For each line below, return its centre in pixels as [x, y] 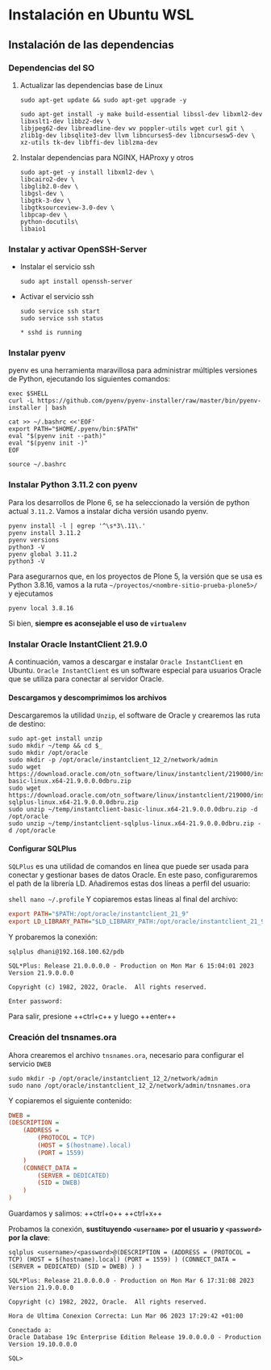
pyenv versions [34, 540]
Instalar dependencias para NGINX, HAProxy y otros [107, 157]
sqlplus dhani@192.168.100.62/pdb [67, 952]
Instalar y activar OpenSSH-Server [78, 249]
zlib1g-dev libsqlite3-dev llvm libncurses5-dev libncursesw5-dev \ [138, 135]
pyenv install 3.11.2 [45, 533]
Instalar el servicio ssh [57, 267]
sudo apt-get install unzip [56, 739]
